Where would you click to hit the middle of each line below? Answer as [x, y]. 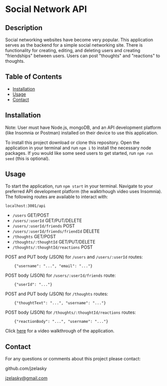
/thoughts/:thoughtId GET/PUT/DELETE [54, 242]
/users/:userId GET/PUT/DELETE [47, 221]
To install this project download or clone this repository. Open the [72, 142]
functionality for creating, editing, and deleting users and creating [73, 50]
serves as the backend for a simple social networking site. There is [74, 45]
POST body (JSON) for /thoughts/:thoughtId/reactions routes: [71, 312]
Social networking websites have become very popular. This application [79, 40]
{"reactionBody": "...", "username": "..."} [61, 322]
